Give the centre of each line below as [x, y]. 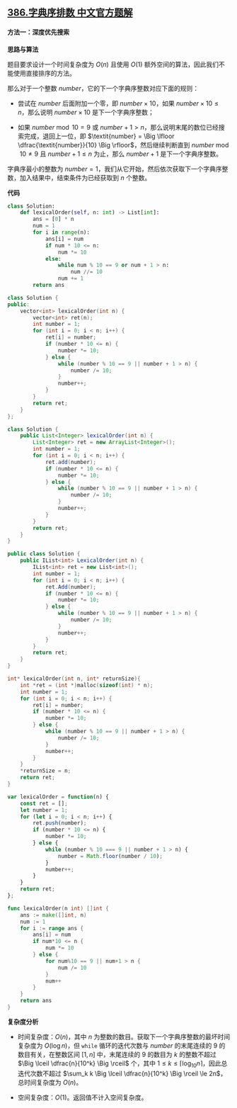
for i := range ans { [52, 928]
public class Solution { [44, 554]
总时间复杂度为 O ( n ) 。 [50, 1082]
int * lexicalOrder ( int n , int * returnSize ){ [74, 679]
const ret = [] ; [44, 803]
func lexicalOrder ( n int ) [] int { [58, 908]
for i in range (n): [62, 232]
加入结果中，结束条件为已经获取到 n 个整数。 [85, 177]
